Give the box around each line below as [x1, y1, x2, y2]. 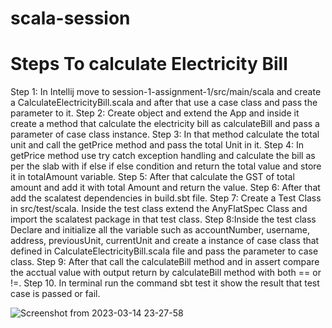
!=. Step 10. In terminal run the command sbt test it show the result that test [10, 277, 320, 289]
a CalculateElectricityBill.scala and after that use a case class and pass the [10, 97, 318, 109]
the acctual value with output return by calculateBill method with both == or [10, 267, 322, 279]
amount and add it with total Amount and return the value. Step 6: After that [10, 182, 321, 194]
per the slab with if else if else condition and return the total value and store [10, 160, 322, 172]
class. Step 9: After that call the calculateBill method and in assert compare [10, 256, 320, 268]
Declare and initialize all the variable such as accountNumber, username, [10, 224, 311, 236]
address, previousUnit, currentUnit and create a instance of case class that [10, 235, 320, 247]
